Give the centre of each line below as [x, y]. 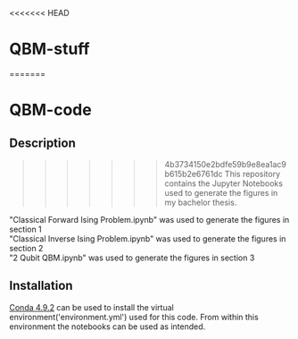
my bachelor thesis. [201, 202]
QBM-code [50, 110]
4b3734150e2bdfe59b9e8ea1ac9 [226, 164]
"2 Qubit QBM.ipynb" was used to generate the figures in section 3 [132, 258]
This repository [252, 174]
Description [42, 143]
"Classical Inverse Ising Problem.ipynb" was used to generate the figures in [148, 238]
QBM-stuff [50, 49]
